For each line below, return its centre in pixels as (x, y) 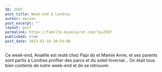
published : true (21, 37)
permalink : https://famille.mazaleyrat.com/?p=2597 (58, 32)
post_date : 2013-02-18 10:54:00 (38, 41)
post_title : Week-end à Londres (38, 14)
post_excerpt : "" (23, 23)
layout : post (18, 28)
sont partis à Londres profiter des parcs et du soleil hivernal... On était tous (80, 60)
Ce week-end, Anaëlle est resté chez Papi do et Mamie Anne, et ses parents (81, 55)
